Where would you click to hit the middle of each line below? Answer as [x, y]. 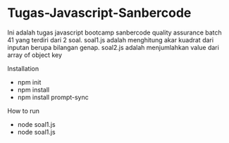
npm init [29, 82]
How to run [24, 111]
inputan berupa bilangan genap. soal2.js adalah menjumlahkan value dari [113, 47]
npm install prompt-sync [53, 97]
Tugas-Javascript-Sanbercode [99, 13]
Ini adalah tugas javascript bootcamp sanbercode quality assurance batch [114, 32]
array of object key [35, 55]
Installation [23, 68]
